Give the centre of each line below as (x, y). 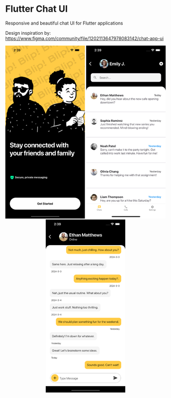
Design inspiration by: (28, 33)
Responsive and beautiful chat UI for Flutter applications (64, 23)
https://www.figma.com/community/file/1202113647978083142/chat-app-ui (84, 38)
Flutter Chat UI (36, 9)
